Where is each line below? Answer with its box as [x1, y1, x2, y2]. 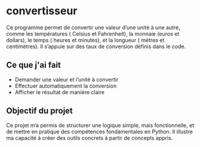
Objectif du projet [6, 106, 73, 116]
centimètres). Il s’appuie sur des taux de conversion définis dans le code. [6, 43, 186, 50]
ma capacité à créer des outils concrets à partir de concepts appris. [6, 134, 173, 141]
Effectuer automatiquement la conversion [14, 82, 117, 89]
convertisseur [6, 4, 78, 18]
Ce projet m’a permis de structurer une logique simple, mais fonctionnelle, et [6, 121, 195, 129]
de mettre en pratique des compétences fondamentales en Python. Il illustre [6, 128, 193, 135]
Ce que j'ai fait [6, 60, 61, 70]
